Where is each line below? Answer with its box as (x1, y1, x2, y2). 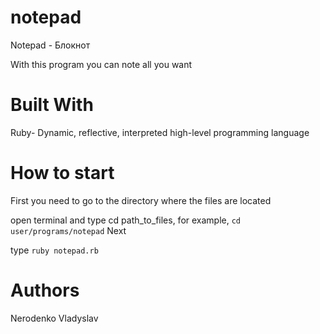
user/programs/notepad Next (10, 224, 127, 236)
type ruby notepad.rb (10, 244, 99, 256)
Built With (10, 94, 94, 116)
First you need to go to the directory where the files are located (10, 194, 272, 206)
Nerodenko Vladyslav (10, 312, 99, 324)
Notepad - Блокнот (10, 39, 91, 51)
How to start (10, 162, 115, 185)
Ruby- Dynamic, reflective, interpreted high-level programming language (10, 126, 310, 138)
